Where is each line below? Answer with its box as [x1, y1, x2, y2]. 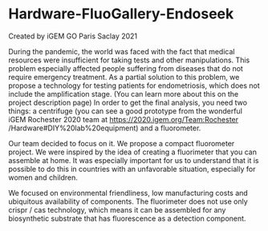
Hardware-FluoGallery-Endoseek [8, 5, 234, 23]
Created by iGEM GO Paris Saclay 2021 [8, 31, 138, 41]
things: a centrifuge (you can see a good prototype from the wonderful [8, 106, 243, 116]
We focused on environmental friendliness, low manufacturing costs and [8, 188, 249, 197]
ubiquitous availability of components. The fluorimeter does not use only [8, 197, 249, 206]
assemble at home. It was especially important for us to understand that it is [8, 155, 259, 165]
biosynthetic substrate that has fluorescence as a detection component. [8, 213, 246, 223]
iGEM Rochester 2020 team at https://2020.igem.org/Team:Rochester [8, 114, 239, 124]
